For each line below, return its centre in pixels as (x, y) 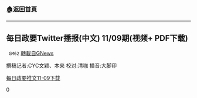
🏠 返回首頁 (22, 9)
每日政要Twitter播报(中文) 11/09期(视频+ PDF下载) (97, 38)
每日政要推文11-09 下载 (33, 78)
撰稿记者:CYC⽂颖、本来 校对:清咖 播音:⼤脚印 (62, 66)
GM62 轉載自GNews (31, 53)
